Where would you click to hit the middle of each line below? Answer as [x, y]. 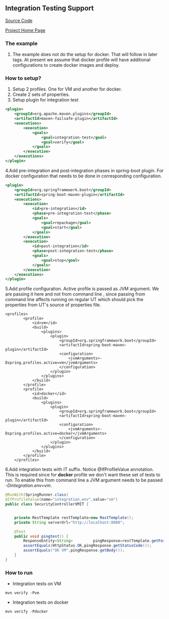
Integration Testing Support [50, 8]
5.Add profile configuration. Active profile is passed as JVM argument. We [82, 289]
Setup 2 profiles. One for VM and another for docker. [67, 89]
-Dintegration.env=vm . [29, 486]
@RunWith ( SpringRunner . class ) [37, 495]
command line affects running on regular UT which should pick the [74, 300]
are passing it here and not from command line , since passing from [75, 294]
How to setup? [23, 78]
